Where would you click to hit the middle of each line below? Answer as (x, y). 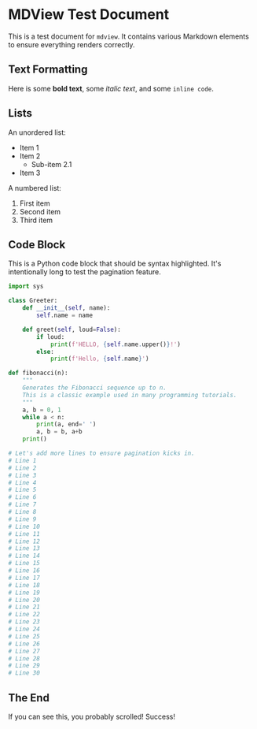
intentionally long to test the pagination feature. (84, 272)
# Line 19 (24, 593)
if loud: (51, 337)
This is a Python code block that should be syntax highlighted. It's (115, 264)
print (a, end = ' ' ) (66, 424)
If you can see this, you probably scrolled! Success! (92, 716)
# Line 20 (24, 600)
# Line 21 (24, 607)
